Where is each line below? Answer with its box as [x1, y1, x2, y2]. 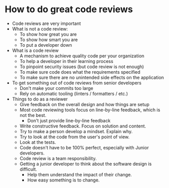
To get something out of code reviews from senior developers [12, 80, 142, 86]
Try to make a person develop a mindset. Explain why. [19, 128, 133, 134]
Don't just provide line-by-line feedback [27, 117, 111, 123]
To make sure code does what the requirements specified [19, 69, 141, 75]
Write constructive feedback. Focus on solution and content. [19, 123, 147, 129]
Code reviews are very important [12, 20, 81, 26]
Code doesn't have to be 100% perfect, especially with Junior [19, 144, 149, 150]
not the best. [19, 112, 47, 118]
